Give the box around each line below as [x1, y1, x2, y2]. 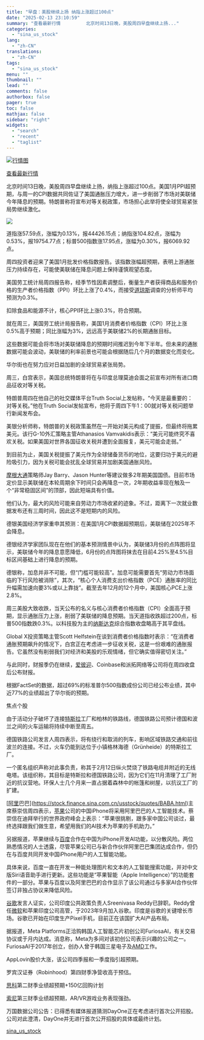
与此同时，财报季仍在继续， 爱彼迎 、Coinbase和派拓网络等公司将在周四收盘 [6, 660, 195, 668]
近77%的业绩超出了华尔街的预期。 [6, 689, 92, 696]
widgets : [6, 122, 29, 129]
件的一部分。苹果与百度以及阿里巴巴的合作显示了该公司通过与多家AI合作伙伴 [6, 879, 198, 886]
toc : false [6, 105, 34, 111]
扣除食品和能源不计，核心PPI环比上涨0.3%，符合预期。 [6, 306, 145, 314]
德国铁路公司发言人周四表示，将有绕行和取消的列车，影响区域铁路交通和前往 [6, 735, 198, 743]
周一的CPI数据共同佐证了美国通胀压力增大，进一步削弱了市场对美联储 [22, 190, 196, 197]
